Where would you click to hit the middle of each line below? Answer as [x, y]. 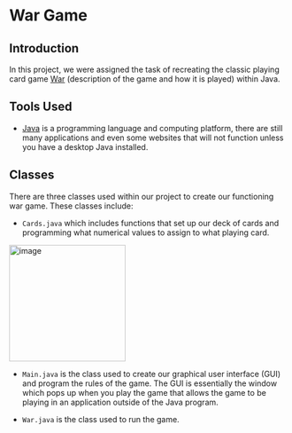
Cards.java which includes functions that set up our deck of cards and [150, 223]
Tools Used [41, 107]
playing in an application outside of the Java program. [120, 402]
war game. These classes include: [71, 206]
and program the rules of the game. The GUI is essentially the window [149, 383]
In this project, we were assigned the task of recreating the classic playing [145, 69]
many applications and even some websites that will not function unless [153, 138]
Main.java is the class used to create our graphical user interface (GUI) [151, 374]
